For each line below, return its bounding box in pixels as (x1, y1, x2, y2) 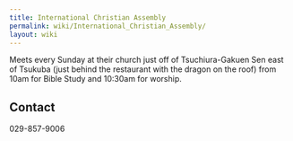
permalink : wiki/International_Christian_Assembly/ (9, 22, 206, 31)
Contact (9, 100, 56, 115)
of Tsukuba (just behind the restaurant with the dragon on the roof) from (9, 64, 277, 75)
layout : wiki (9, 30, 58, 39)
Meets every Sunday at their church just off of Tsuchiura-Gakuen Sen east (9, 55, 284, 66)
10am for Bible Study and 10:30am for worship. (9, 74, 182, 84)
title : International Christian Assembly (9, 13, 167, 22)
